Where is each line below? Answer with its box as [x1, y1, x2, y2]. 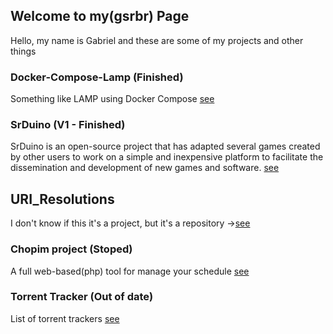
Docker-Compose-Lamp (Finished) [10, 70, 184, 84]
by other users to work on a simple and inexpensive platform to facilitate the [10, 151, 324, 163]
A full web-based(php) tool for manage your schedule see [10, 265, 250, 277]
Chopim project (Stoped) [10, 242, 133, 256]
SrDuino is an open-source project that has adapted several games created [10, 140, 321, 153]
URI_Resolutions [10, 190, 115, 208]
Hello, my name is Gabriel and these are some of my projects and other [10, 34, 304, 46]
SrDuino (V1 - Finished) [10, 118, 126, 132]
